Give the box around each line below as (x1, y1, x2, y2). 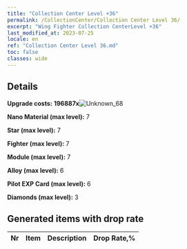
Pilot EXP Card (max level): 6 (7, 179, 91, 187)
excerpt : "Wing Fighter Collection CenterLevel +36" (7, 23, 162, 30)
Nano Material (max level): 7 (7, 112, 90, 121)
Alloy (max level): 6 (7, 166, 64, 174)
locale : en (7, 36, 39, 43)
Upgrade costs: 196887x (7, 99, 79, 107)
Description (47, 233, 87, 243)
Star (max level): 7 (7, 126, 61, 134)
